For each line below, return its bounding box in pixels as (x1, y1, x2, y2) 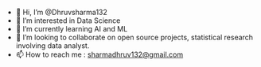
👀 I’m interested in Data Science (15, 16, 121, 25)
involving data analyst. (15, 41, 90, 50)
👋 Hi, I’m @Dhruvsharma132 (15, 8, 107, 17)
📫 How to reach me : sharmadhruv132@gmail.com (15, 50, 184, 59)
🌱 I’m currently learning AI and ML (15, 24, 128, 33)
